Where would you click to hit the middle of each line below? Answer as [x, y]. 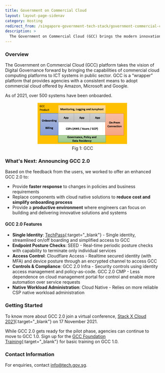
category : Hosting [24, 21]
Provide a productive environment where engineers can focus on [79, 208]
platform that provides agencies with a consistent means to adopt [71, 81]
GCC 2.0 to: [17, 177]
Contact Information [30, 354]
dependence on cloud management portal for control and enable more [83, 277]
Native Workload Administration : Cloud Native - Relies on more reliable [85, 287]
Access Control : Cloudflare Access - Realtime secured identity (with [82, 256]
